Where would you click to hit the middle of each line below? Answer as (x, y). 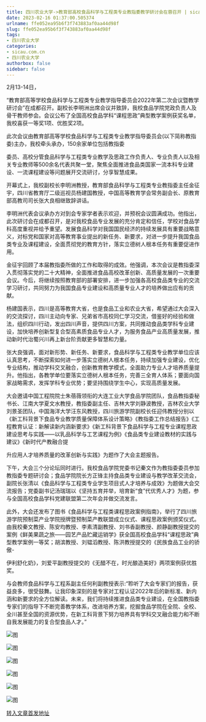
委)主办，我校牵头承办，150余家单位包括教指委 (65, 144)
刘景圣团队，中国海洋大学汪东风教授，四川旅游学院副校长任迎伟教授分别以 (100, 411)
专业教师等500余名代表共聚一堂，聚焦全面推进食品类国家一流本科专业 (100, 165)
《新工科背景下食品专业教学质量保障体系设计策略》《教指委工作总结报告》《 (100, 419)
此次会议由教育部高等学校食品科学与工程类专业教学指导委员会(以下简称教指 (101, 136)
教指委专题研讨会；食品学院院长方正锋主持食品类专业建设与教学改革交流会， (103, 476)
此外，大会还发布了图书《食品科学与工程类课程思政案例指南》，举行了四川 (99, 512)
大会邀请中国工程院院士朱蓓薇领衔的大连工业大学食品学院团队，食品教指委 (100, 396)
